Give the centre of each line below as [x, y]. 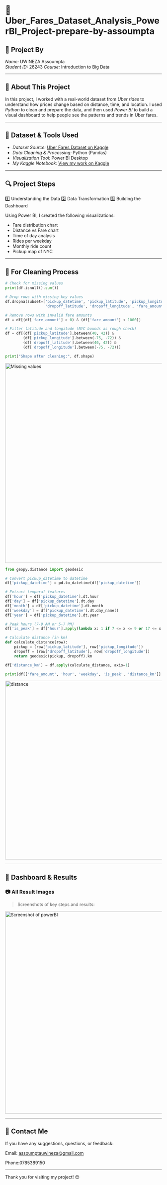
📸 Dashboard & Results [41, 877]
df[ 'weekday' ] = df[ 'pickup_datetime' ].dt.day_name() [62, 610]
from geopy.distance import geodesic [44, 569]
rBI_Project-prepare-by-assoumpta [80, 31]
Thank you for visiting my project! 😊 [42, 1177]
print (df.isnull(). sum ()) [32, 288]
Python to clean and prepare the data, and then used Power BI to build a [79, 109]
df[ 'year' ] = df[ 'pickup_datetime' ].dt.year [52, 615]
